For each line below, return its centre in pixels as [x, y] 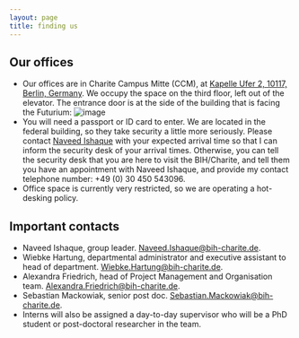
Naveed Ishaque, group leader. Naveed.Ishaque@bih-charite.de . [141, 248]
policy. [66, 198]
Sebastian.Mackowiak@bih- [221, 296]
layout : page [34, 17]
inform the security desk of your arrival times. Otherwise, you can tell [150, 151]
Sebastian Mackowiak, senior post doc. [95, 296]
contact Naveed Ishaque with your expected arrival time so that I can [150, 141]
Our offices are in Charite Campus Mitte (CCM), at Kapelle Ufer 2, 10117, [154, 84]
